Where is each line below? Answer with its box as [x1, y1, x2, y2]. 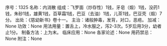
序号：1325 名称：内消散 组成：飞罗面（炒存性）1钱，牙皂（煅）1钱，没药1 [5, 4, 160, 10]
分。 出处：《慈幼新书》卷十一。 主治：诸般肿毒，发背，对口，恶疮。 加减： [5, 17, 161, 22]
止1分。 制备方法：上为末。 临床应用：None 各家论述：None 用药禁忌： [5, 29, 153, 35]
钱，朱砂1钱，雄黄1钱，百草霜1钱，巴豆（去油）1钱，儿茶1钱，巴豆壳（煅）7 [5, 10, 162, 16]
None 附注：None [5, 35, 42, 41]
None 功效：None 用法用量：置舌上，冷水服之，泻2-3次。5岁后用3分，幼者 [5, 23, 162, 29]
